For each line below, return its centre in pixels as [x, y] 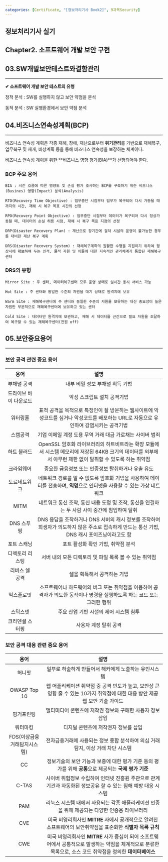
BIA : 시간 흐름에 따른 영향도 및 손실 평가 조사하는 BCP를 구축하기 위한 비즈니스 [79, 186]
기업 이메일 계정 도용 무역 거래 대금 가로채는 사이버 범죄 [99, 435]
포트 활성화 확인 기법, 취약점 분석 [99, 544]
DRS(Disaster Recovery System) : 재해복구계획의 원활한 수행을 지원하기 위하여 [80, 246]
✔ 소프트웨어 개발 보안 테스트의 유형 [40, 86]
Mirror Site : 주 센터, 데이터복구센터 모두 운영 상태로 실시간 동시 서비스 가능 [78, 282]
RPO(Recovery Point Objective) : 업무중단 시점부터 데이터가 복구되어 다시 [76, 216]
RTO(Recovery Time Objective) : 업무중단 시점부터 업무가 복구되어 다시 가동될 [80, 201]
